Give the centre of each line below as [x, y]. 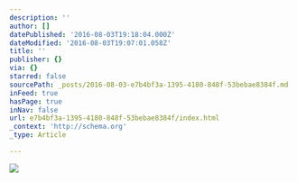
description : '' [40, 18]
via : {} [24, 68]
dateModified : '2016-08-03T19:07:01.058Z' [90, 43]
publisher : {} [36, 59]
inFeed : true [34, 93]
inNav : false [34, 110]
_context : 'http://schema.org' [68, 127]
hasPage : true [36, 101]
